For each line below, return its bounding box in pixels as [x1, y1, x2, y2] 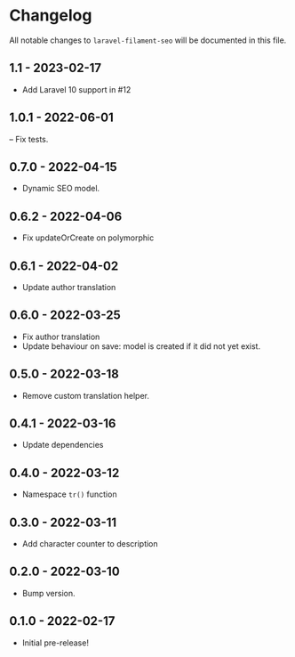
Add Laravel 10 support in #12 [21, 84, 132, 94]
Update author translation [21, 282, 116, 292]
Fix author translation [21, 331, 100, 342]
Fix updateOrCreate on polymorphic [21, 232, 155, 243]
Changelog [9, 5, 92, 26]
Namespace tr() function [21, 489, 117, 499]
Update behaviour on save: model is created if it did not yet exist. [21, 340, 260, 352]
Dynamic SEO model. [21, 183, 100, 194]
